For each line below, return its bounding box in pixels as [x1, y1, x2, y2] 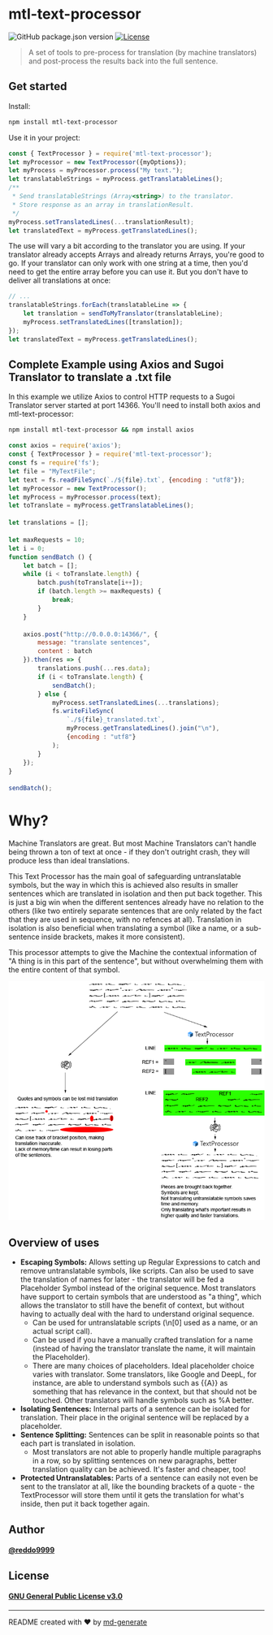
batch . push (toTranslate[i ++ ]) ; [37, 578, 144, 587]
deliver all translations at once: [8, 275, 111, 285]
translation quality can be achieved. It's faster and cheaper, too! [32, 1464, 246, 1474]
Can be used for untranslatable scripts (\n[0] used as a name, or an [32, 1317, 258, 1328]
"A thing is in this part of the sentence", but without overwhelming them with [8, 956, 264, 967]
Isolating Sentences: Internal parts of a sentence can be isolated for [19, 1404, 250, 1414]
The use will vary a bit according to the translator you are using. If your [8, 241, 245, 251]
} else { [37, 690, 67, 699]
